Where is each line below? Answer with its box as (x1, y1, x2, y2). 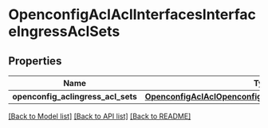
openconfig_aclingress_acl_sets (12, 91, 137, 102)
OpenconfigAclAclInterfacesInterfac (8, 6, 257, 24)
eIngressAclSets (8, 22, 120, 41)
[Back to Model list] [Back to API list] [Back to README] (8, 111, 191, 121)
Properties (8, 54, 62, 68)
